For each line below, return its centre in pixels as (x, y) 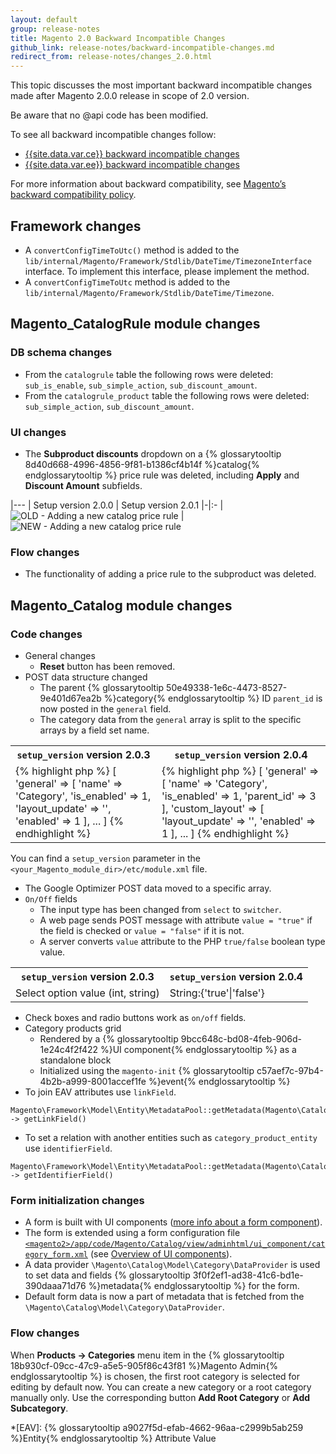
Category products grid (73, 1028)
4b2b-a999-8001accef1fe (93, 1081)
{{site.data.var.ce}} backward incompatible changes (132, 154)
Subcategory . (39, 1408)
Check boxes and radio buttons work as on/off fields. (135, 1017)
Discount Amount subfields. (83, 485)
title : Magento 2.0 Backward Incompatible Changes (118, 38)
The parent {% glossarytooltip (102, 687)
